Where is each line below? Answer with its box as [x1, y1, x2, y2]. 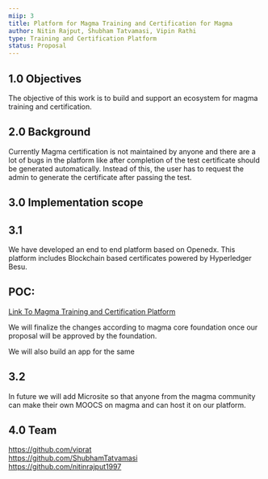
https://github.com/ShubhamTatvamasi [8, 453, 138, 463]
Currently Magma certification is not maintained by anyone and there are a [8, 146, 256, 156]
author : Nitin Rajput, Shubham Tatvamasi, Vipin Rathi [8, 27, 197, 35]
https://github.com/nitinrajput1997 [8, 462, 122, 472]
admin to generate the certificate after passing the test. [8, 172, 192, 182]
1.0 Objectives [8, 72, 82, 86]
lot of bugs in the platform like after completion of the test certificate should [8, 155, 261, 165]
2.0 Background [8, 125, 91, 139]
